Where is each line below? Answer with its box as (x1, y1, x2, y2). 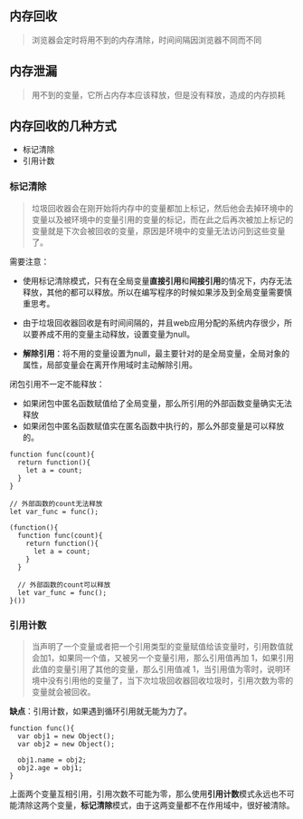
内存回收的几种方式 (9, 119, 117, 134)
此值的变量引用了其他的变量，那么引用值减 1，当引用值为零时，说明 (31, 664, 283, 675)
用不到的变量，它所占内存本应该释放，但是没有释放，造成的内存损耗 (31, 89, 286, 100)
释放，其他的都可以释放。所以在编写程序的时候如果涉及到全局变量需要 (22, 287, 285, 297)
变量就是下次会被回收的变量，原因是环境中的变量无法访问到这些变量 (31, 225, 286, 236)
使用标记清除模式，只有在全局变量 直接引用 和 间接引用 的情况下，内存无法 (22, 275, 292, 286)
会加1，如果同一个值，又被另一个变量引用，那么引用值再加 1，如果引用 (31, 652, 295, 664)
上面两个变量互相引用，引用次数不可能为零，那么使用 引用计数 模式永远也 (9, 788, 279, 800)
